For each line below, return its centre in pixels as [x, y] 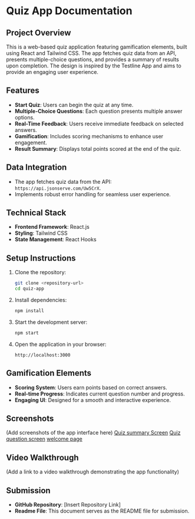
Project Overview [39, 33]
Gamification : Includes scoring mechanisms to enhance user [89, 136]
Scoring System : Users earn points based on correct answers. [91, 387]
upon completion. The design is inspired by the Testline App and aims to [94, 66]
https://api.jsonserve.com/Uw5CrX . [58, 188]
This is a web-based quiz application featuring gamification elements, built [97, 47]
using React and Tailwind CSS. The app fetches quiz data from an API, [91, 53]
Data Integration [37, 168]
